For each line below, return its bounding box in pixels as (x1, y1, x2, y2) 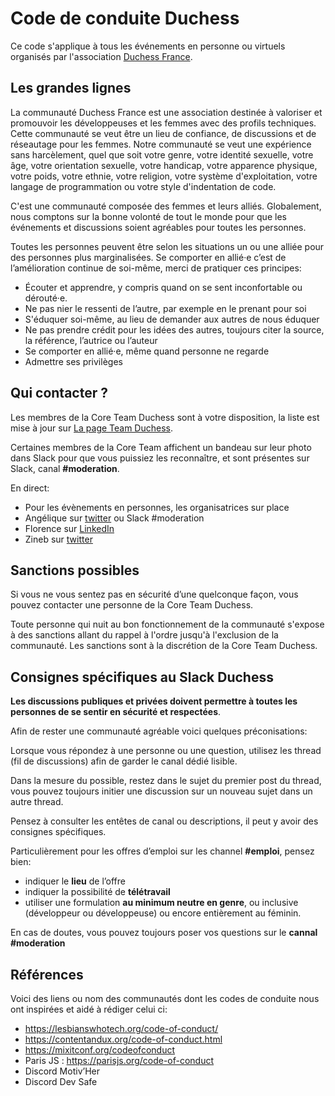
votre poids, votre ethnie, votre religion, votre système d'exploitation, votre (10, 170, 318, 182)
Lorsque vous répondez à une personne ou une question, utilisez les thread (10, 745, 322, 757)
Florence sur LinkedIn (24, 522, 115, 534)
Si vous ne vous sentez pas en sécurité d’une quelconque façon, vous (10, 588, 299, 601)
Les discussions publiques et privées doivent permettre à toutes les (10, 695, 298, 707)
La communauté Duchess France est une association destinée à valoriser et (10, 106, 323, 118)
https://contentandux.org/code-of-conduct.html (24, 1033, 223, 1045)
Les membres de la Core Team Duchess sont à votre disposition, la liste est (10, 411, 320, 423)
